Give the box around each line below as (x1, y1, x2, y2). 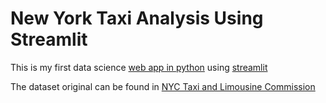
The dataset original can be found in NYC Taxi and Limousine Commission (10, 80, 316, 92)
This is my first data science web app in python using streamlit (10, 61, 268, 73)
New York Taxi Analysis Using (10, 7, 264, 30)
